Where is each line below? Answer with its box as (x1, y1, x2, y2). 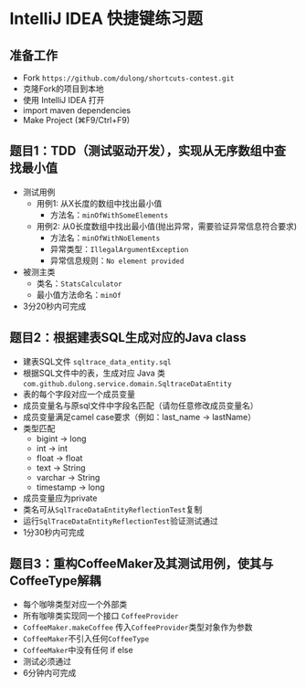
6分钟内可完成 (22, 668, 77, 679)
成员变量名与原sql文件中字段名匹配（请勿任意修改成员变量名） (22, 399, 259, 411)
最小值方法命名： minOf (36, 289, 121, 300)
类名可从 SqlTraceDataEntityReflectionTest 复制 (22, 503, 203, 514)
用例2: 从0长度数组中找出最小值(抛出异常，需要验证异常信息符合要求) (36, 220, 298, 231)
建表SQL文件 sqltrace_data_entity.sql (22, 355, 172, 366)
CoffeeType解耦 (9, 573, 102, 589)
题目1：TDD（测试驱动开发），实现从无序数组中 (9, 143, 274, 159)
